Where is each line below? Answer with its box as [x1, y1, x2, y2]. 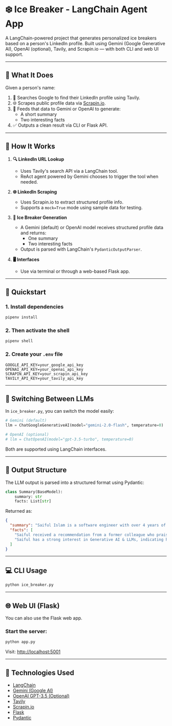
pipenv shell [5, 338, 33, 344]
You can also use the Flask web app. [5, 615, 83, 621]
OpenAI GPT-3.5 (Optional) [12, 693, 70, 699]
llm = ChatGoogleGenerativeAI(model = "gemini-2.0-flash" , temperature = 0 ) [5, 423, 164, 428]
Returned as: [5, 508, 32, 514]
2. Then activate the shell [5, 327, 70, 334]
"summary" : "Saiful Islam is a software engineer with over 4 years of [10, 523, 166, 528]
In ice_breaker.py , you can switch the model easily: [5, 408, 114, 414]
